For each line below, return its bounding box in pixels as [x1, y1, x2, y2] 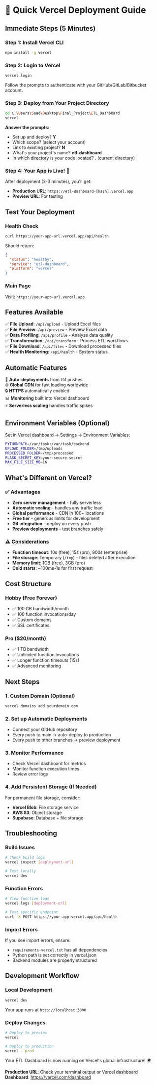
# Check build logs [5, 855, 45, 860]
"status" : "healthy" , [9, 257, 54, 262]
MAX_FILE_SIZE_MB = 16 [5, 460, 48, 465]
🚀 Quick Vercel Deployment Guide [5, 4, 146, 16]
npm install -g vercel [5, 50, 52, 55]
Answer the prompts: [5, 124, 50, 130]
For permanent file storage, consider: [5, 795, 81, 801]
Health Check [5, 223, 38, 229]
